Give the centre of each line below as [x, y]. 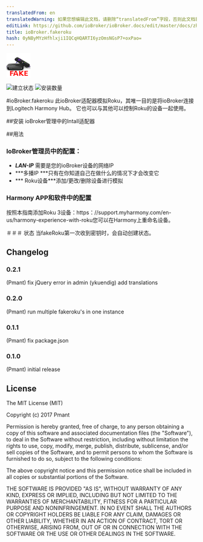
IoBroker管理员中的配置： [44, 152]
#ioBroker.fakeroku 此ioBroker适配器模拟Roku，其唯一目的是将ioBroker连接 [100, 101]
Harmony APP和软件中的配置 [49, 198]
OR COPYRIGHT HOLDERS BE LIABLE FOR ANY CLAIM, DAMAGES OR [94, 515]
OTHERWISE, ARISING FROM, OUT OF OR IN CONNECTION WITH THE [94, 527]
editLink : [19, 25]
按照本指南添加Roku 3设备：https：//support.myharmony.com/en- [89, 212]
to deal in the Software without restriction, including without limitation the [97, 440]
